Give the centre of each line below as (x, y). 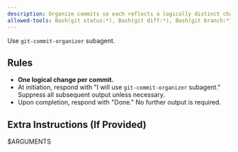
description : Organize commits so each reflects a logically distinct (114, 14)
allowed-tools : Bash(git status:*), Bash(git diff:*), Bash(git (104, 21)
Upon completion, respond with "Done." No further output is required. (119, 103)
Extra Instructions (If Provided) (77, 124)
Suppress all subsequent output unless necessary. (91, 95)
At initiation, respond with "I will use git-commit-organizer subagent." (119, 87)
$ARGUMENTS (29, 141)
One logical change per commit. (66, 80)
